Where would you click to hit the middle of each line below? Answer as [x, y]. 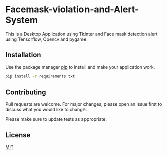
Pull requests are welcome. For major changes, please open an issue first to [84, 104]
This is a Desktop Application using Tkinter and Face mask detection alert [81, 34]
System [22, 20]
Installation [23, 55]
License [18, 135]
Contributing [26, 92]
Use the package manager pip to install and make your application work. [80, 67]
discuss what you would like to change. [46, 110]
